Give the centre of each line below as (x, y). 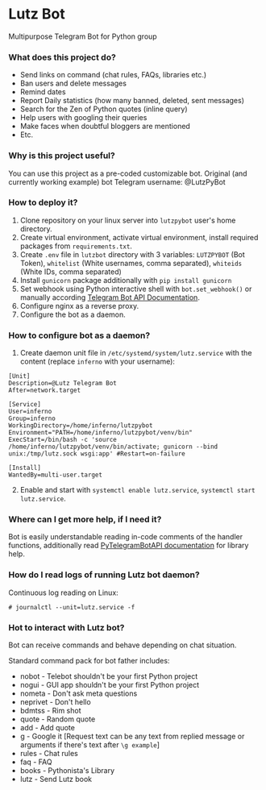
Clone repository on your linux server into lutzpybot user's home (128, 220)
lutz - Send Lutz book (56, 780)
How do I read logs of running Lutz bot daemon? (104, 575)
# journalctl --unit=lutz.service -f (72, 607)
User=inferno (30, 412)
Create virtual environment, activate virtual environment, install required (139, 237)
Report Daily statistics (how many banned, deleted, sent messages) (132, 101)
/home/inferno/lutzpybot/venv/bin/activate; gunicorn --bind (113, 447)
